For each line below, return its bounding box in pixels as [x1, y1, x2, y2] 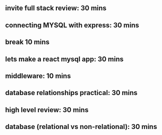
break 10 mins [5, 38, 50, 46]
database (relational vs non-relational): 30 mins [5, 123, 157, 131]
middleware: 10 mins [5, 72, 71, 80]
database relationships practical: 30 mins [5, 89, 137, 97]
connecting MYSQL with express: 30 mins [5, 21, 139, 29]
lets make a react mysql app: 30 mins [5, 55, 124, 63]
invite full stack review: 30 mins [5, 4, 106, 12]
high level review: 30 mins [5, 106, 89, 114]
